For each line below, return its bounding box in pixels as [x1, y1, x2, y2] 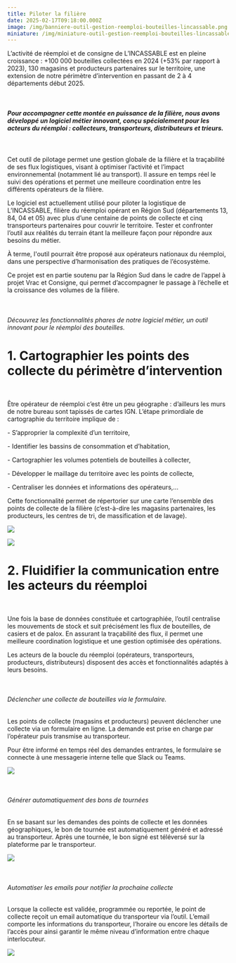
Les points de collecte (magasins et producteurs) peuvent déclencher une [7, 717, 222, 725]
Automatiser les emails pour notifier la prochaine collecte [7, 883, 173, 891]
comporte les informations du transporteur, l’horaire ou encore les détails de [7, 920, 228, 929]
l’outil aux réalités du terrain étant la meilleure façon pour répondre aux [7, 229, 213, 237]
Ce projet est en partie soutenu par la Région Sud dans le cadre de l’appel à [7, 271, 226, 279]
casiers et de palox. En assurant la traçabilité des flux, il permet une [7, 629, 204, 638]
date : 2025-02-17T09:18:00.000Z [7, 17, 102, 24]
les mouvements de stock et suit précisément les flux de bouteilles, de [7, 622, 211, 630]
